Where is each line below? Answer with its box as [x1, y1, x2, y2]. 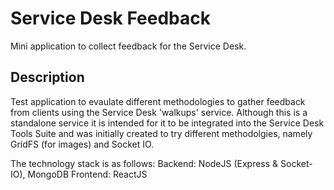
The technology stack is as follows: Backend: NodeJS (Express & [10, 157, 279, 169]
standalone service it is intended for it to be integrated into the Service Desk [10, 117, 325, 129]
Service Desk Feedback [10, 7, 212, 30]
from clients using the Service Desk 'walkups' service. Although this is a [10, 106, 308, 118]
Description [10, 69, 85, 86]
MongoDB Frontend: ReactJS [27, 168, 148, 180]
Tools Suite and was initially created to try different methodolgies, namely [10, 127, 313, 139]
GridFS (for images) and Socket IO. [10, 138, 155, 150]
